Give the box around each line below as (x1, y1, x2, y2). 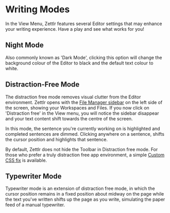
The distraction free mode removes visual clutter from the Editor (5, 94, 141, 100)
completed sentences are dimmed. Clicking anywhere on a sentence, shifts (5, 131, 164, 137)
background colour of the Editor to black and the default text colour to (5, 60, 154, 66)
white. (5, 65, 18, 71)
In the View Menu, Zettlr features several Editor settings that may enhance (5, 20, 162, 27)
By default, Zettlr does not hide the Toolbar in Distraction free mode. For (5, 146, 158, 152)
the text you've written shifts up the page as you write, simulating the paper (5, 196, 165, 203)
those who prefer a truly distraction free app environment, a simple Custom (5, 152, 165, 158)
